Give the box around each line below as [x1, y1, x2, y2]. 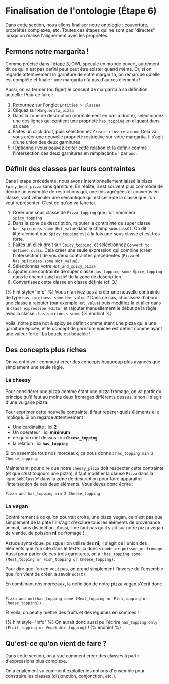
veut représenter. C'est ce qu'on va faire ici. [5, 200, 96, 206]
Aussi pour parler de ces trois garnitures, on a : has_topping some [5, 551, 141, 557]
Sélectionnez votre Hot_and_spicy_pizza [12, 263, 96, 269]
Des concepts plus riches [5, 345, 87, 354]
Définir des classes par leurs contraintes [5, 165, 136, 173]
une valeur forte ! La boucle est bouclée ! [5, 331, 91, 337]
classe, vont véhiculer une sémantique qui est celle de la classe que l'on [5, 194, 155, 200]
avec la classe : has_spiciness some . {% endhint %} [5, 310, 112, 316]
